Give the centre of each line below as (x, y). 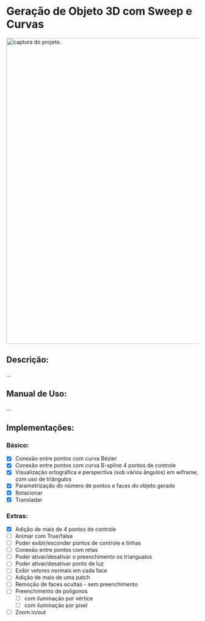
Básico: (18, 445)
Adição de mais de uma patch (52, 578)
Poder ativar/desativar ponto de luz (59, 563)
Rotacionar (29, 493)
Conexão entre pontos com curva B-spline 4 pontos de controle (95, 466)
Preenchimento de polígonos (51, 591)
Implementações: (40, 427)
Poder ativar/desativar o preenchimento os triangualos (84, 557)
